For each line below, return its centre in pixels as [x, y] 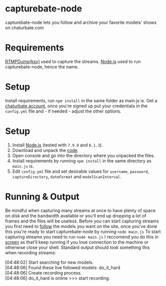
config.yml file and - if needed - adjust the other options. [63, 111]
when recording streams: [31, 252]
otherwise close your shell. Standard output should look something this [77, 247]
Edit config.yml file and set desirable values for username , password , [81, 171]
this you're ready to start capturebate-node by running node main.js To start [83, 231]
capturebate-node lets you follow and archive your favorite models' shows [81, 22]
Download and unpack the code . [45, 150]
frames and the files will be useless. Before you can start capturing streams [82, 221]
